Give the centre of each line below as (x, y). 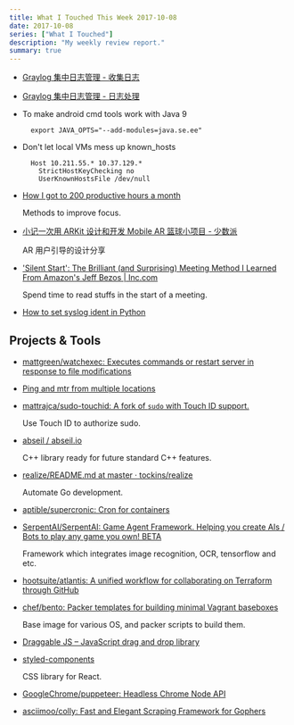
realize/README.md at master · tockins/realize (107, 475)
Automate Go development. (72, 492)
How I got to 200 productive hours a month (101, 196)
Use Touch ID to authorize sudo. (81, 423)
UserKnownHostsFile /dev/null (94, 179)
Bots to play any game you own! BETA (92, 536)
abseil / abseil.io (52, 440)
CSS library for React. (62, 676)
